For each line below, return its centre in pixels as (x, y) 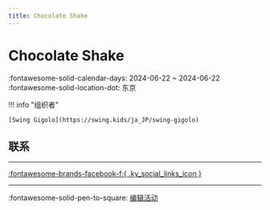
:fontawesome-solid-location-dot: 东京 (72, 87)
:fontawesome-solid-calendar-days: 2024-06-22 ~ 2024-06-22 (115, 78)
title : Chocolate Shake (48, 16)
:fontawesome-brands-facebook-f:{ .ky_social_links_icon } (105, 174)
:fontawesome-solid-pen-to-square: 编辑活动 (83, 198)
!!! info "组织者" (33, 105)
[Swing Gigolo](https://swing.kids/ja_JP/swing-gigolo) (104, 120)
